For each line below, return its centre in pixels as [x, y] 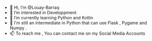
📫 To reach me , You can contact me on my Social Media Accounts [77, 33]
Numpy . [18, 28]
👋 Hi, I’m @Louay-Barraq [34, 7]
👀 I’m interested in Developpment [43, 13]
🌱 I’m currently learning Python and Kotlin [51, 18]
